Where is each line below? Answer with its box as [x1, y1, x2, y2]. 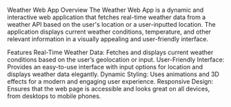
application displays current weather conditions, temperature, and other [7, 27, 212, 36]
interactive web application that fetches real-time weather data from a [7, 13, 206, 21]
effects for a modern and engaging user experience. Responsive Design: [7, 78, 214, 85]
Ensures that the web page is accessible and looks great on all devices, [7, 85, 210, 93]
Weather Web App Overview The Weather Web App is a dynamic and [7, 6, 204, 14]
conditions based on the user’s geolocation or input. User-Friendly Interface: [7, 56, 225, 64]
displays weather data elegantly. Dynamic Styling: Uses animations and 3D [7, 70, 219, 78]
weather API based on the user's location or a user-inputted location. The [7, 21, 216, 28]
